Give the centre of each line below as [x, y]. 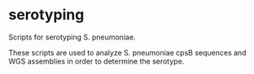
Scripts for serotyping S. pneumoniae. [72, 37]
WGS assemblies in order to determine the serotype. [96, 61]
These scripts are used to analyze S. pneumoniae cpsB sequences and [127, 52]
